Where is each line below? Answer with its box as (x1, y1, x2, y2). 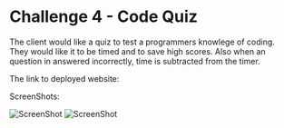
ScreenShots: (9, 91, 61, 102)
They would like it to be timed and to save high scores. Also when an (9, 45, 266, 56)
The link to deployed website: (9, 73, 120, 84)
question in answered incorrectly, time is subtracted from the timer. (9, 55, 260, 66)
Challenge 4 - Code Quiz (9, 6, 198, 27)
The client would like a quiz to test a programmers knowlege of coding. (9, 36, 275, 47)
